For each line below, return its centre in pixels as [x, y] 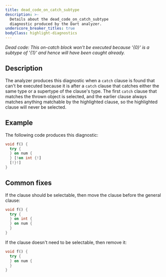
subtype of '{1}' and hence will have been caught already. [65, 53]
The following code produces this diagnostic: [52, 135]
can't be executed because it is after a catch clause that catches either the [82, 86]
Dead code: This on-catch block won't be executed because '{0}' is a [77, 47]
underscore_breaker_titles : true [40, 29]
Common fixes [28, 183]
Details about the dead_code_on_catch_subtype [59, 19]
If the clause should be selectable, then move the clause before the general [83, 195]
